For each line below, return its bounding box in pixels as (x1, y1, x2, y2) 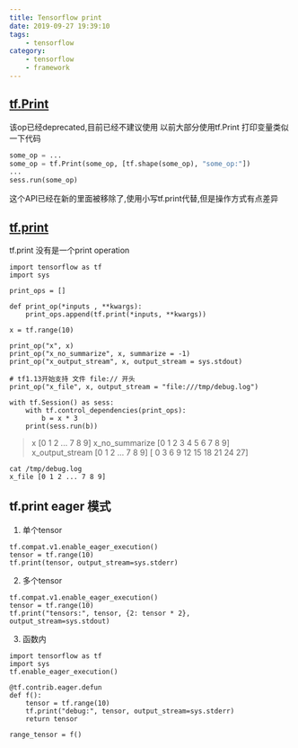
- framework (25, 64, 70, 73)
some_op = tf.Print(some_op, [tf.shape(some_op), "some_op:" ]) (9, 159, 251, 168)
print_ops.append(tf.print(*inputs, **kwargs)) (25, 310, 206, 319)
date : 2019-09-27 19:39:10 (9, 22, 110, 31)
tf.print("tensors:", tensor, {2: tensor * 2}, (9, 609, 191, 618)
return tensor (25, 714, 78, 724)
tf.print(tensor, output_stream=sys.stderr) (9, 558, 179, 567)
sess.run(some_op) (9, 176, 78, 185)
